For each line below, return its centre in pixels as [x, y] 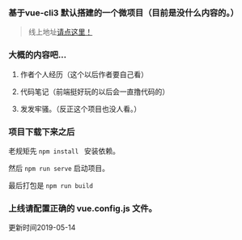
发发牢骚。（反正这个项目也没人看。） [81, 109]
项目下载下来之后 [42, 131]
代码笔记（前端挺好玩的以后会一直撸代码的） [95, 92]
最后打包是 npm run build [51, 185]
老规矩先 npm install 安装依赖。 [64, 151]
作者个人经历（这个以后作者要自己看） [84, 74]
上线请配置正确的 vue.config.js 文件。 [83, 208]
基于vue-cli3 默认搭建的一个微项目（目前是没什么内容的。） [123, 12]
